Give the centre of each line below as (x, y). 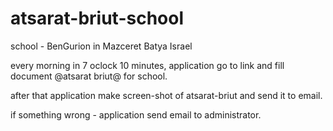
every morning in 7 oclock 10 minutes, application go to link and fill (147, 65)
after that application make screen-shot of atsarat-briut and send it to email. (166, 95)
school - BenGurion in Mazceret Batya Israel (101, 46)
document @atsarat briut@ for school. (89, 76)
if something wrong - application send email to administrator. (136, 114)
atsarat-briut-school (97, 18)
